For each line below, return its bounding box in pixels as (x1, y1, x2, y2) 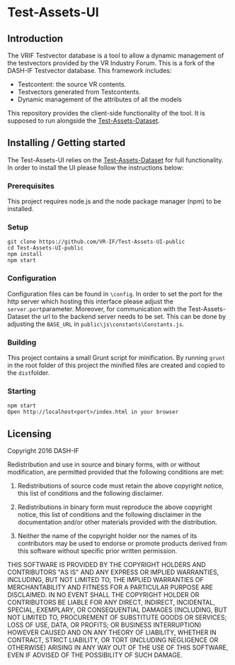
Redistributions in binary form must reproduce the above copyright (17, 503, 212, 511)
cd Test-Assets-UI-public (7, 245, 84, 252)
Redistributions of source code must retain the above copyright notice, (17, 481, 224, 490)
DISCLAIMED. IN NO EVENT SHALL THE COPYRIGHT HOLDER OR (7, 591, 200, 599)
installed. (7, 205, 34, 213)
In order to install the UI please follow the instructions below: (7, 163, 184, 172)
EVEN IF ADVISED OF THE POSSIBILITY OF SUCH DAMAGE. (7, 651, 183, 659)
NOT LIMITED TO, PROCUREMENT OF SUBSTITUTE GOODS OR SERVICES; (7, 613, 227, 622)
